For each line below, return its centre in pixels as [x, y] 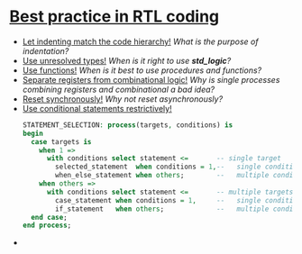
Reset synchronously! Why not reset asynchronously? [123, 99]
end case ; [49, 217]
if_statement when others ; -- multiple [162, 209]
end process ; [47, 226]
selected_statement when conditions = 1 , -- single [158, 167]
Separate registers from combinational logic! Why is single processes [151, 79]
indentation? [46, 50]
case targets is [61, 141]
